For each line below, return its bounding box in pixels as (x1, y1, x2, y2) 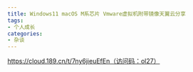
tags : (7, 17, 24, 24)
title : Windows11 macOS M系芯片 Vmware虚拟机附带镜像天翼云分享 (7, 10, 187, 18)
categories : (7, 30, 43, 37)
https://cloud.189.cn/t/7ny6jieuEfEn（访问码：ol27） (7, 57, 160, 66)
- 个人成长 (7, 23, 36, 30)
